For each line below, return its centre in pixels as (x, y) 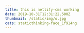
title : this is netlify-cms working (42, 9)
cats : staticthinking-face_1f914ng (41, 23)
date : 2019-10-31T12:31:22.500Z (38, 14)
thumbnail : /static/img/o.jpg (36, 18)
